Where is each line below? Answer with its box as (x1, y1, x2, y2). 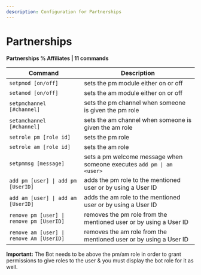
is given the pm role (84, 106, 139, 114)
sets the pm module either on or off (84, 79, 184, 87)
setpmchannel (9, 100, 47, 107)
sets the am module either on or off (84, 88, 183, 97)
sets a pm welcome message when (84, 153, 183, 161)
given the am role (84, 123, 133, 131)
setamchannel (9, 117, 47, 124)
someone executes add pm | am (84, 160, 173, 168)
